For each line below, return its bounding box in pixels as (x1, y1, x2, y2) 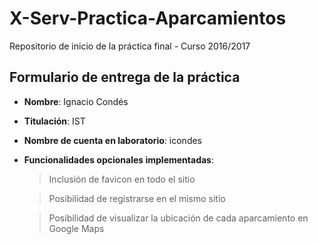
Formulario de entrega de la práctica (9, 69, 241, 86)
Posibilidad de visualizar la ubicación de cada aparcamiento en (48, 212, 309, 224)
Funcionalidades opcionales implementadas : (23, 153, 214, 166)
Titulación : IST (23, 115, 86, 127)
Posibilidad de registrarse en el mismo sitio (48, 192, 226, 204)
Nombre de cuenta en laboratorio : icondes (23, 134, 203, 146)
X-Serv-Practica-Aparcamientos (9, 7, 287, 30)
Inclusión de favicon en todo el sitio (48, 173, 196, 185)
